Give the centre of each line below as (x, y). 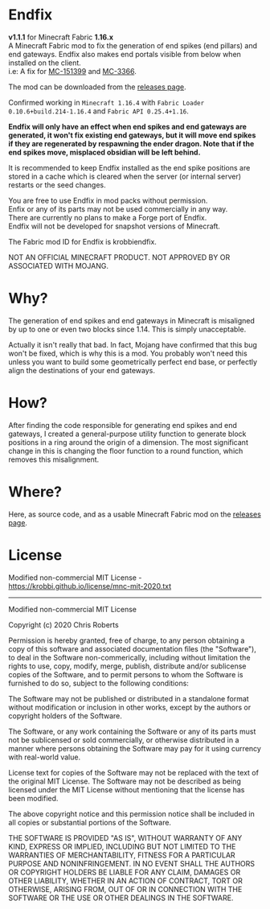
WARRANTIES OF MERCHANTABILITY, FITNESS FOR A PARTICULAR (122, 855)
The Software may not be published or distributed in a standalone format (129, 698)
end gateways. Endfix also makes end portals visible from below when (125, 54)
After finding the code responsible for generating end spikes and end (123, 425)
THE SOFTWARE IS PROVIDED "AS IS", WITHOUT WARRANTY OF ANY (125, 837)
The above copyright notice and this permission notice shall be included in (131, 813)
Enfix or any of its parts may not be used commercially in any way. (118, 209)
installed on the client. (45, 63)
